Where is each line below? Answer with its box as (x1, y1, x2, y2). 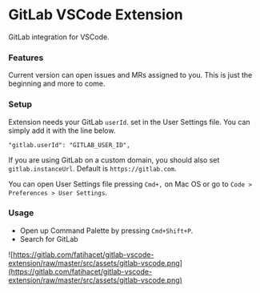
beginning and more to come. (8, 78, 106, 89)
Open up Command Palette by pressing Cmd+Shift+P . (19, 226, 194, 235)
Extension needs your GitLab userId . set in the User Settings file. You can (8, 117, 250, 126)
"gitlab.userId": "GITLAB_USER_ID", (8, 141, 130, 149)
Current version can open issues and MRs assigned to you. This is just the (8, 70, 253, 80)
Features (8, 52, 44, 63)
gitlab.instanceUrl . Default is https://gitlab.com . (8, 163, 177, 173)
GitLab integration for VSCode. (8, 32, 110, 42)
